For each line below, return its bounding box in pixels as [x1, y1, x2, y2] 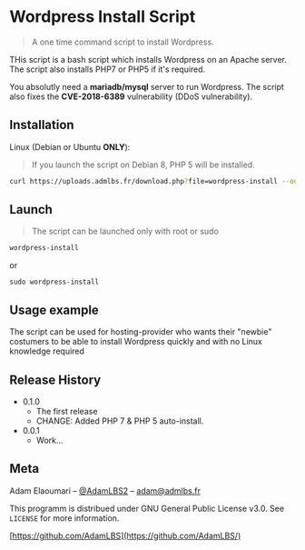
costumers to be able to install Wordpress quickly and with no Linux [9, 336, 263, 347]
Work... [35, 435, 64, 445]
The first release [35, 405, 98, 416]
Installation [9, 117, 74, 133]
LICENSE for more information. [9, 512, 120, 524]
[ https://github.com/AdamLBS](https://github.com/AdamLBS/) [9, 530, 241, 541]
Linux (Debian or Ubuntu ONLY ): [9, 141, 131, 152]
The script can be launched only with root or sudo [31, 225, 220, 237]
